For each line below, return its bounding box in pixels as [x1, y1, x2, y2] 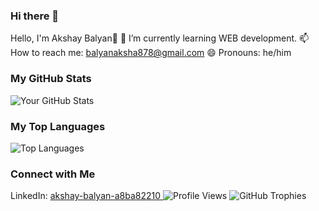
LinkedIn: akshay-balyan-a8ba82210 [10, 190, 162, 202]
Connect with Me [10, 167, 96, 181]
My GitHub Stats [10, 72, 92, 86]
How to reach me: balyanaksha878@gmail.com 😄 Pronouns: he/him [10, 47, 292, 59]
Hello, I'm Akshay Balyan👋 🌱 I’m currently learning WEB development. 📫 [10, 32, 310, 44]
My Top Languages [10, 119, 106, 133]
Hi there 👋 [10, 9, 60, 23]
